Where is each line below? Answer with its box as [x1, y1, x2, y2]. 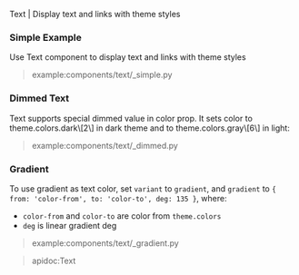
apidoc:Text [31, 255, 76, 266]
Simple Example [9, 31, 82, 44]
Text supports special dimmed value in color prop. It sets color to [9, 113, 253, 123]
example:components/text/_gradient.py [31, 237, 179, 249]
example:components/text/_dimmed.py [31, 140, 179, 151]
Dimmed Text [9, 92, 70, 104]
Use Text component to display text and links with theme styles [9, 52, 247, 63]
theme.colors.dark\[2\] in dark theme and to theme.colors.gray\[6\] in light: [9, 123, 291, 133]
